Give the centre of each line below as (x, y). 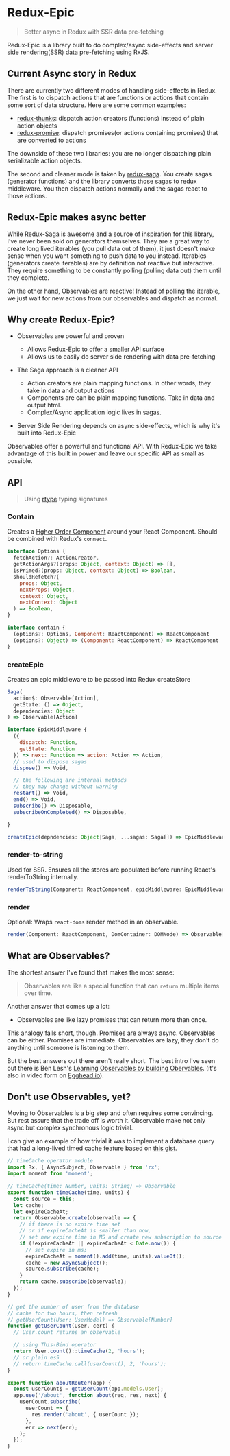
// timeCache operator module (50, 1161)
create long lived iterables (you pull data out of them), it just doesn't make (111, 248)
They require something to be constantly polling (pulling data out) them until (114, 270)
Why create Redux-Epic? (61, 319)
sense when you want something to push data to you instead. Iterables (107, 256)
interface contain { (37, 628)
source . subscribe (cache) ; (62, 1269)
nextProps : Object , (47, 590)
